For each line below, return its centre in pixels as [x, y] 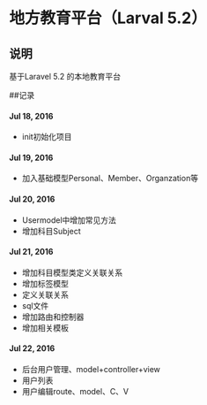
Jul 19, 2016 [31, 157]
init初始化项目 [47, 137]
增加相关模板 [45, 327]
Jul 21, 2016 [31, 252]
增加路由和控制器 [53, 317]
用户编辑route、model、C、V [75, 392]
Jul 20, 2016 [32, 199]
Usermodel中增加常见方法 [69, 220]
